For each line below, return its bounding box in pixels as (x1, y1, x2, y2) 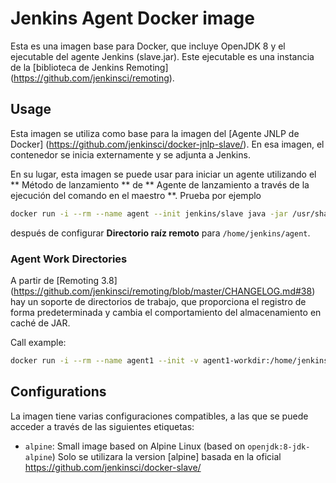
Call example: (10, 336, 67, 348)
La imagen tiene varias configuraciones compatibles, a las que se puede (10, 410, 309, 422)
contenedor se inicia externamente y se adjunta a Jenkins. (10, 148, 251, 161)
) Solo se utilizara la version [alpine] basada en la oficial (51, 450, 282, 462)
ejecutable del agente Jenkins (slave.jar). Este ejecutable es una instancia (10, 50, 315, 62)
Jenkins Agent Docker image (10, 7, 255, 30)
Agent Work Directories (10, 252, 128, 266)
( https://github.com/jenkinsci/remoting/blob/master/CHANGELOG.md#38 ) (10, 285, 316, 297)
